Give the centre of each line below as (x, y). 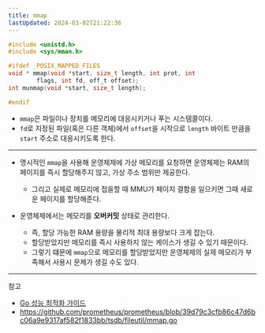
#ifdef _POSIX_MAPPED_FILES (54, 66)
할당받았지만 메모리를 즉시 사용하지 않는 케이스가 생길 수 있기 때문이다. (140, 242)
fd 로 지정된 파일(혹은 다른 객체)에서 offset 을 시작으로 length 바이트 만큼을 (135, 128)
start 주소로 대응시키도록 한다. (67, 138)
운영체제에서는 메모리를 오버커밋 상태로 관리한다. (94, 215)
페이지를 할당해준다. (71, 199)
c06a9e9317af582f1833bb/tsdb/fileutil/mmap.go (98, 320)
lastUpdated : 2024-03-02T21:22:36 (65, 23)
